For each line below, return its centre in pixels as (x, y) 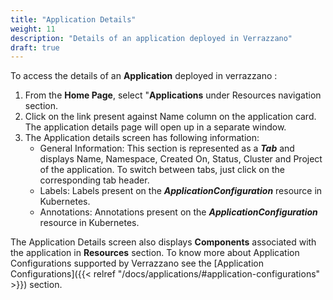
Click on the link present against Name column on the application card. (170, 117)
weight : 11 (33, 29)
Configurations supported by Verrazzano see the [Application (137, 263)
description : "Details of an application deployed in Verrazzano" (151, 38)
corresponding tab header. (94, 180)
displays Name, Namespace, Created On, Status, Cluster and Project (181, 159)
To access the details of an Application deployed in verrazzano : (144, 76)
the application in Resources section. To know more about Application (155, 253)
